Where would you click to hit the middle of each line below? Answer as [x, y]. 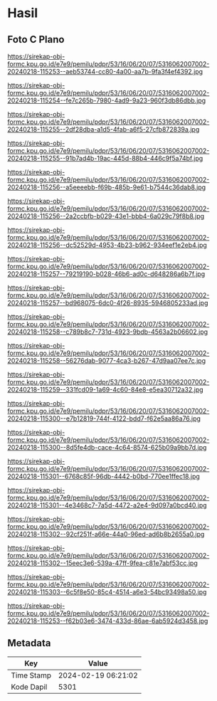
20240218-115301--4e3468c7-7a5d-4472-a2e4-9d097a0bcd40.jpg [107, 505]
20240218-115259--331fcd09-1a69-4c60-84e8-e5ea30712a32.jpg [106, 390]
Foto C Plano [36, 39]
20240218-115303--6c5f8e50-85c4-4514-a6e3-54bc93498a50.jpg [107, 592]
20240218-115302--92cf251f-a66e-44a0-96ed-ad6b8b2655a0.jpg [106, 534]
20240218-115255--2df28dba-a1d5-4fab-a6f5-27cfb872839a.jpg [104, 129]
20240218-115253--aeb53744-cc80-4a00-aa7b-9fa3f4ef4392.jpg [105, 72]
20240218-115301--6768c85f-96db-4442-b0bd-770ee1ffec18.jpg [104, 476]
